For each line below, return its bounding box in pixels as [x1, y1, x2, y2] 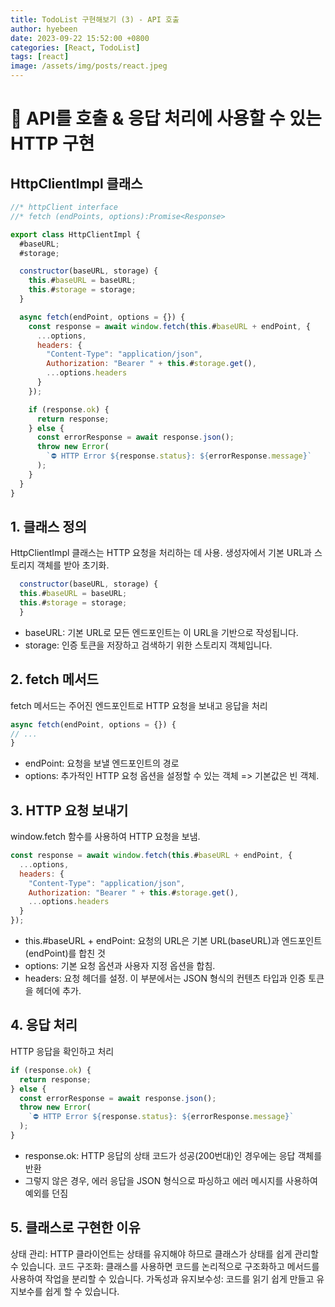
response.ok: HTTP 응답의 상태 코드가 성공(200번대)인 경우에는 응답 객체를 [24, 1149, 323, 1161]
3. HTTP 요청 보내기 [10, 802, 129, 819]
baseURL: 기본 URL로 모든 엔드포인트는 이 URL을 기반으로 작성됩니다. [24, 626, 299, 638]
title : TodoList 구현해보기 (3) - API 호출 [10, 14, 180, 25]
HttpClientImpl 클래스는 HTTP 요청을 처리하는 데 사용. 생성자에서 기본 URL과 [10, 547, 312, 559]
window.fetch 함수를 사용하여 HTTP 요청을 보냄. [10, 831, 201, 843]
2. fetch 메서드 [10, 671, 99, 688]
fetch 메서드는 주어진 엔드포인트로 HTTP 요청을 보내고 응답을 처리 [10, 699, 268, 711]
